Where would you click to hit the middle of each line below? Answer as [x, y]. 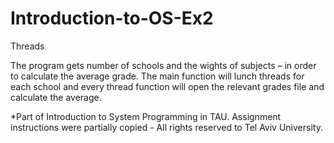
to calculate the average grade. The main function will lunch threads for [157, 76]
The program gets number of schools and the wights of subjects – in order [163, 65]
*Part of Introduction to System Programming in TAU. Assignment [146, 116]
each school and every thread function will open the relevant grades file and [167, 86]
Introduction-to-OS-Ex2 [112, 18]
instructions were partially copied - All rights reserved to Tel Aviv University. [166, 127]
